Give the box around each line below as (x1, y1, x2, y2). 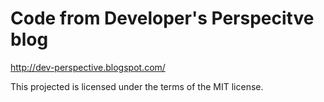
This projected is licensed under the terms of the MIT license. (10, 80, 264, 92)
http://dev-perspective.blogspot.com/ (10, 61, 166, 73)
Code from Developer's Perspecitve (10, 7, 315, 30)
